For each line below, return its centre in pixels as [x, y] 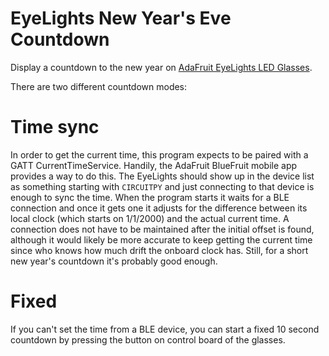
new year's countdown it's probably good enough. [114, 261]
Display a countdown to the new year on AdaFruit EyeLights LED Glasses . [161, 67]
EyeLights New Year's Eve [121, 18]
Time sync [55, 127]
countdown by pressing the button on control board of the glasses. [148, 339]
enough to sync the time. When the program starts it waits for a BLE [150, 197]
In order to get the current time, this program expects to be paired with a [159, 154]
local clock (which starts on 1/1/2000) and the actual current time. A [150, 218]
